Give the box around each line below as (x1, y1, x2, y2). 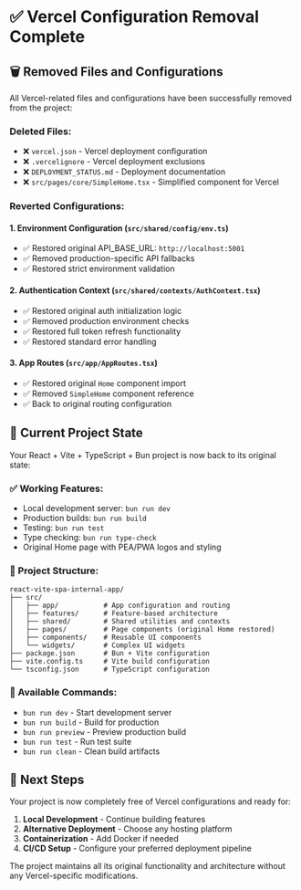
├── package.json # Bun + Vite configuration (9, 649, 210, 658)
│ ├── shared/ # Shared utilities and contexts (9, 617, 231, 626)
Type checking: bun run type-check (22, 531, 157, 542)
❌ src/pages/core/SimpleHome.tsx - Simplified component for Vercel (22, 176, 280, 188)
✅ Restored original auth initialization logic (22, 305, 182, 316)
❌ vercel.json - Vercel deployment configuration (22, 146, 208, 157)
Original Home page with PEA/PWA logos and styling (22, 541, 222, 552)
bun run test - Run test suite (22, 736, 132, 747)
